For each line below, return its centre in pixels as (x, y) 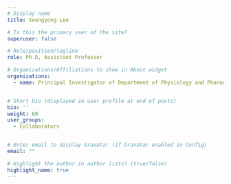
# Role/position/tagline (43, 51)
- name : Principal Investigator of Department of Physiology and (109, 82)
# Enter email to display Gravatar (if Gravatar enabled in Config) (107, 145)
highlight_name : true (38, 170)
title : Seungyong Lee (38, 20)
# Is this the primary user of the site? (67, 32)
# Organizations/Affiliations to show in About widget (87, 70)
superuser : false (32, 38)
